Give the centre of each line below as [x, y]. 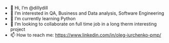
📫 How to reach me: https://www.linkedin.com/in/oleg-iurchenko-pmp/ [86, 35]
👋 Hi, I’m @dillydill [29, 8]
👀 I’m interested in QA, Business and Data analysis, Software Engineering [87, 13]
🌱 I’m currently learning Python [43, 18]
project [18, 29]
